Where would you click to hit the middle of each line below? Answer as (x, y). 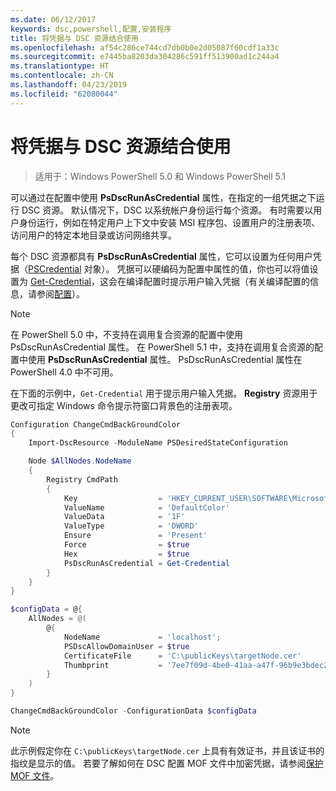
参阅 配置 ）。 (60, 293)
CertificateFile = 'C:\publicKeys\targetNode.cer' (182, 656)
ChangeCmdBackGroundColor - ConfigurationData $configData (133, 711)
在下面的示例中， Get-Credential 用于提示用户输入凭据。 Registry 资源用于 (164, 393)
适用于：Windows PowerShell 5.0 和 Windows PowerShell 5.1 (160, 176)
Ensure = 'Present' (135, 536)
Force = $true (126, 545)
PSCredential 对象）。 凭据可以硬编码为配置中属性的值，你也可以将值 (169, 268)
